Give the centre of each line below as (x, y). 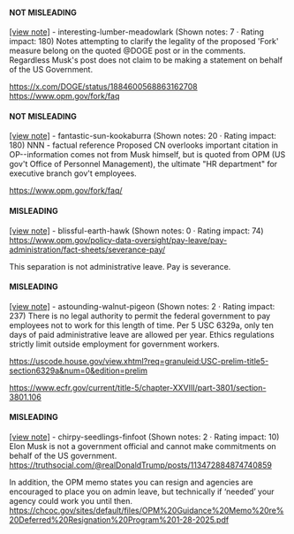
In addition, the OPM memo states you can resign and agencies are (131, 483)
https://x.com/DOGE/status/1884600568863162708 (103, 87)
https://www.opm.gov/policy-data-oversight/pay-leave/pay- (118, 240)
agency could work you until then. (71, 501)
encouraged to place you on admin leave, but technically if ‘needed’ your (142, 492)
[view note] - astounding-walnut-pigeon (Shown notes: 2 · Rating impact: (142, 306)
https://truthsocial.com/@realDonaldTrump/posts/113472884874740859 (140, 465)
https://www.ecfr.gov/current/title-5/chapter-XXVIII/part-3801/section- (138, 387)
